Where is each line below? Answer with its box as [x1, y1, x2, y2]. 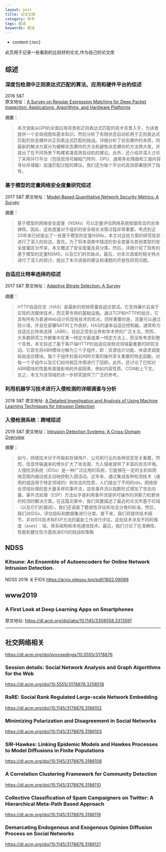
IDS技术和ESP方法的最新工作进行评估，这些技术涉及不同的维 [34, 517, 158, 522]
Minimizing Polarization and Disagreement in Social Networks [5, 717, 157, 724]
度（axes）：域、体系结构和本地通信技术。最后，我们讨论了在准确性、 [17, 523, 159, 529]
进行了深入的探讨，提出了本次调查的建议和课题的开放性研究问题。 [17, 257, 152, 263]
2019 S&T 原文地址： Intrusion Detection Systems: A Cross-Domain [5, 428, 141, 434]
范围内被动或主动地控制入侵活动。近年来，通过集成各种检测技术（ [21, 473, 156, 479]
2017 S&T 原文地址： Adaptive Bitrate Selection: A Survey [5, 283, 121, 289]
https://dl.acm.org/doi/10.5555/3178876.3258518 [5, 682, 105, 687]
